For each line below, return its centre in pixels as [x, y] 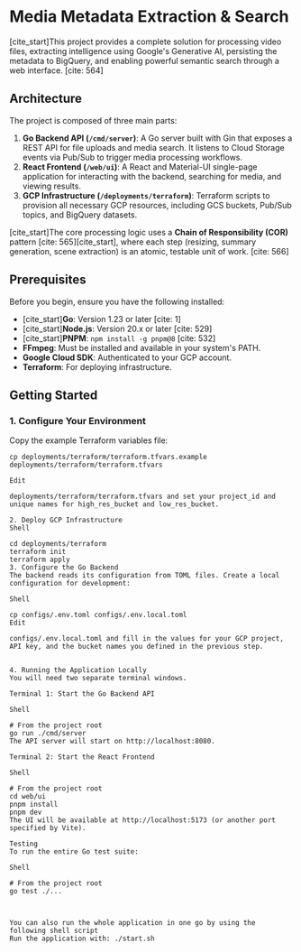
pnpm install [34, 805]
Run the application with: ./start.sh [82, 939]
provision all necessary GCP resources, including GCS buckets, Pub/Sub [157, 205]
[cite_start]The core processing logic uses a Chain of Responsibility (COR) [149, 232]
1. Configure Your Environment [78, 421]
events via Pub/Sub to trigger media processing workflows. [132, 157]
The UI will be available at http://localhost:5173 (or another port [143, 820]
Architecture [46, 99]
